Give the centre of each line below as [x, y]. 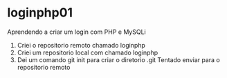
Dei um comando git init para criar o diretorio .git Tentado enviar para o [118, 59]
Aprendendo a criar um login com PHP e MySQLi [77, 32]
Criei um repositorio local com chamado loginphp [88, 52]
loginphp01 [40, 13]
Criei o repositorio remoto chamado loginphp [81, 45]
